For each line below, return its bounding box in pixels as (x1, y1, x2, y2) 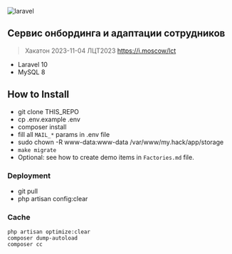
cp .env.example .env (17, 115, 80, 123)
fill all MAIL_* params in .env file (17, 130, 110, 138)
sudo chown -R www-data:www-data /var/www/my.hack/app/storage (17, 138, 224, 146)
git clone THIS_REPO (17, 107, 80, 116)
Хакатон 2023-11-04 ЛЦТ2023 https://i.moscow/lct (24, 46, 176, 55)
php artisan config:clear (17, 194, 88, 203)
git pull (17, 186, 38, 195)
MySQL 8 (17, 68, 46, 76)
